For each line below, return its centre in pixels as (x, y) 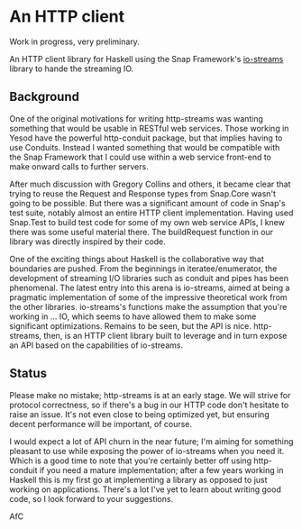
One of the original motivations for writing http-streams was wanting (137, 118)
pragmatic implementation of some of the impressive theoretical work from (148, 297)
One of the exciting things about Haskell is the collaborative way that (137, 259)
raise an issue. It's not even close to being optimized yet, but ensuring (139, 414)
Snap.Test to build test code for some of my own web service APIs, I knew (147, 222)
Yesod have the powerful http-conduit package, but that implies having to (146, 138)
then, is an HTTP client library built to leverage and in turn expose (165, 335)
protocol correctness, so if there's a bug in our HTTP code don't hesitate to (149, 405)
